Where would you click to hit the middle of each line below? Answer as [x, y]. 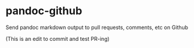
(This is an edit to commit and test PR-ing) [58, 39]
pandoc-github [44, 11]
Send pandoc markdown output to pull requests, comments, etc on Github [97, 27]
